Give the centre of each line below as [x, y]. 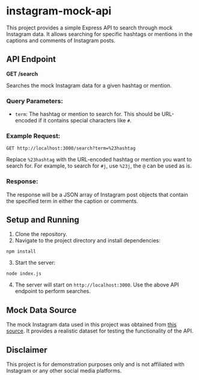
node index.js [24, 274]
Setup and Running [43, 220]
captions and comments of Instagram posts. [61, 40]
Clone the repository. [41, 234]
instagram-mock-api [59, 11]
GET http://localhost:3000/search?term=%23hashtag [71, 148]
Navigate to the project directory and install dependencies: [87, 241]
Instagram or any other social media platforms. [64, 371]
